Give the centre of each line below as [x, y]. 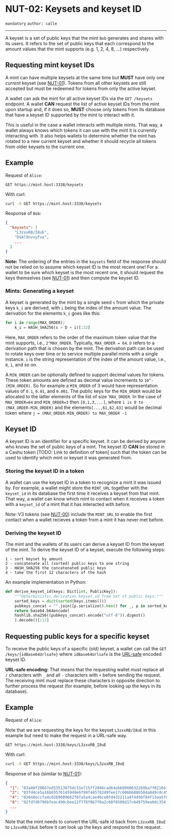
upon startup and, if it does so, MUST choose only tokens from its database [85, 109]
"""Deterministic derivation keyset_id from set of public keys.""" [89, 596]
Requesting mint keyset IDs [50, 65]
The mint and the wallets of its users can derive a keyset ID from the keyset [85, 544]
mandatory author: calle [31, 24]
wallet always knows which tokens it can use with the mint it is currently [81, 130]
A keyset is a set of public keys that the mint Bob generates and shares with [84, 38]
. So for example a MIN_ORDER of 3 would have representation [94, 385]
